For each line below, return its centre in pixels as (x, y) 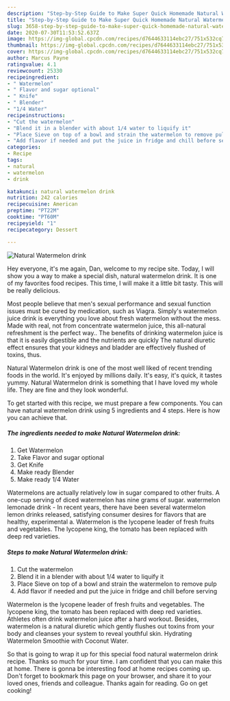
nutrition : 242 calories (42, 198)
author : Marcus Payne (38, 58)
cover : (16, 52)
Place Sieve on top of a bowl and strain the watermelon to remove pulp (117, 584)
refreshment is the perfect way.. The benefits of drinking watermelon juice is (115, 332)
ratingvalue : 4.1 (32, 64)
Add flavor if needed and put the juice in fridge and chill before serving (117, 591)
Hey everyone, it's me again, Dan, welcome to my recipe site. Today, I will (111, 269)
